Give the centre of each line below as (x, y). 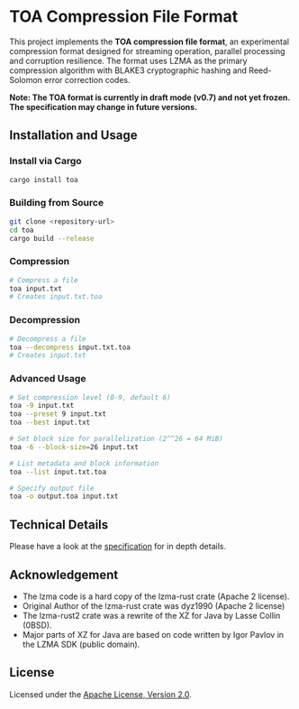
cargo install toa (44, 180)
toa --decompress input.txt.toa (70, 347)
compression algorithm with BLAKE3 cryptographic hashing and (128, 70)
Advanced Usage (48, 379)
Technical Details (59, 525)
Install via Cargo (46, 161)
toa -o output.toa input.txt (64, 497)
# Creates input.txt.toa (56, 297)
